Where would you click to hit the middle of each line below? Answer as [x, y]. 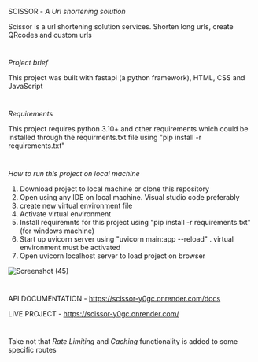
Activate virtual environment [65, 214]
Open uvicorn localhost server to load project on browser [112, 256]
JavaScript [26, 87]
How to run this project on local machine [74, 173]
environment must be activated [70, 247]
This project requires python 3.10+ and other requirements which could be [128, 129]
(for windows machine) [57, 231]
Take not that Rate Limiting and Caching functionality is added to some [123, 341]
